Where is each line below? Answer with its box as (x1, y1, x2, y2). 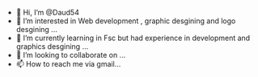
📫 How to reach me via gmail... (15, 59, 121, 68)
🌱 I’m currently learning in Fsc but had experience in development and (15, 33, 251, 43)
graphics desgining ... (15, 42, 89, 51)
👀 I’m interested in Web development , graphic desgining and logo (15, 16, 236, 26)
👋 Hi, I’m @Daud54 (15, 8, 79, 17)
